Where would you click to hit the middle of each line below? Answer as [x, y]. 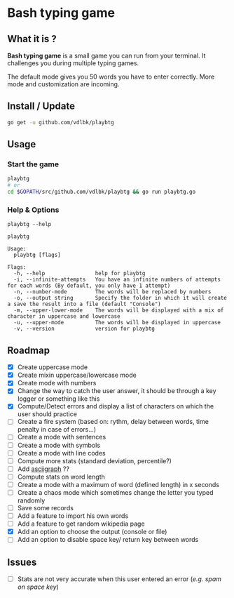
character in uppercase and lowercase [64, 317]
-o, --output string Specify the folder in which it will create [121, 298]
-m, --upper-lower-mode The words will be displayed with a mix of [119, 310]
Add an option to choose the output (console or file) [92, 532]
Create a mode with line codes [62, 453]
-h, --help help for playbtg [80, 274]
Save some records [45, 507]
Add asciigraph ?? [43, 469]
